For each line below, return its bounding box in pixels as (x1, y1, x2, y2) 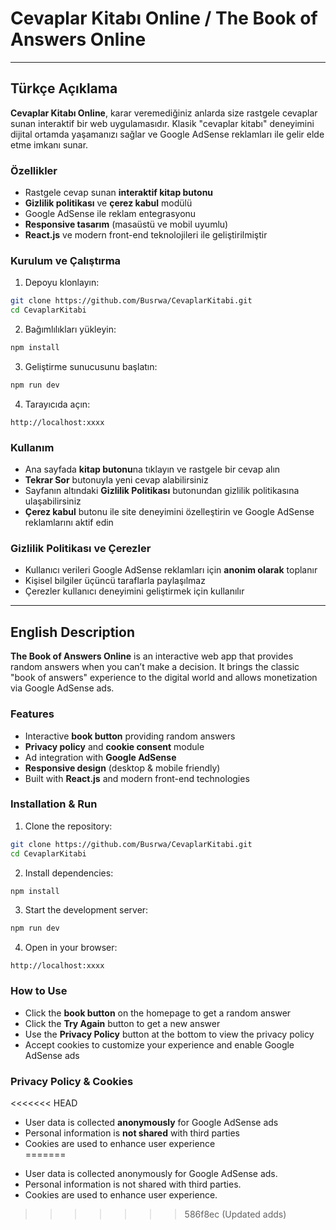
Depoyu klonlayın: (24, 277, 100, 289)
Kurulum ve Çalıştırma (10, 253, 122, 267)
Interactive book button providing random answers (24, 730, 236, 742)
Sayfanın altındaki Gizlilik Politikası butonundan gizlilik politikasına (24, 485, 300, 497)
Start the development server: (24, 904, 149, 916)
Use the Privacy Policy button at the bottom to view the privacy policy (24, 1028, 315, 1040)
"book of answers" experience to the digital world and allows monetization (10, 672, 318, 684)
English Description (10, 623, 135, 641)
